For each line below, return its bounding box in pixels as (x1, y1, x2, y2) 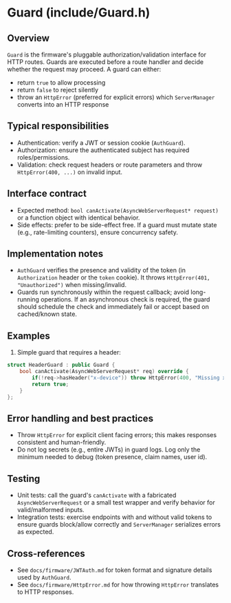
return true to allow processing (16, 78, 106, 87)
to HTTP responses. (16, 587, 74, 596)
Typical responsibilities (7, 120, 109, 132)
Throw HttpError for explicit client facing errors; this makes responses (16, 431, 217, 439)
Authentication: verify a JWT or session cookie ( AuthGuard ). (16, 138, 186, 147)
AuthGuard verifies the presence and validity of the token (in (16, 266, 186, 275)
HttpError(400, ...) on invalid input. (16, 167, 122, 176)
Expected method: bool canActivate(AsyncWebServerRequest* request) (16, 206, 219, 214)
